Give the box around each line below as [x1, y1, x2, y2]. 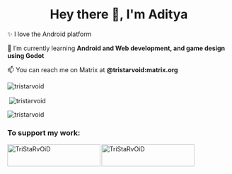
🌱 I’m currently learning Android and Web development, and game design [7, 44, 226, 52]
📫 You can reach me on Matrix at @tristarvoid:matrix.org [7, 65, 178, 74]
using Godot [7, 51, 45, 59]
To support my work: [7, 127, 81, 137]
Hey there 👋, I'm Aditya [50, 6, 188, 23]
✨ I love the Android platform [7, 30, 92, 38]
